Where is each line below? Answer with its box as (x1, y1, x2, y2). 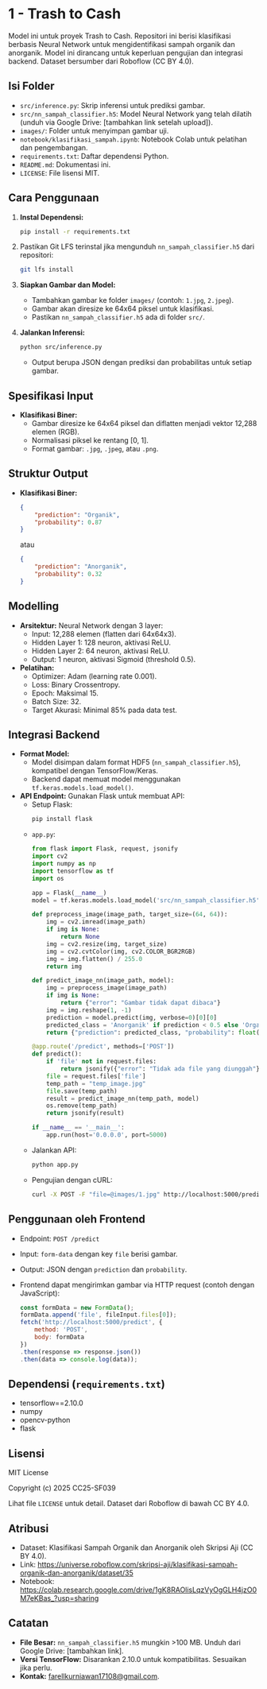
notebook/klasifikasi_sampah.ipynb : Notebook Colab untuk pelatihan (19, 134, 248, 144)
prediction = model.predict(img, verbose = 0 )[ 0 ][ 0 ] (46, 1013, 217, 1021)
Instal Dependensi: (19, 212, 84, 222)
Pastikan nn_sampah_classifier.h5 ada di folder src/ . (31, 312, 205, 322)
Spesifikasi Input (8, 389, 94, 402)
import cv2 (31, 852, 68, 861)
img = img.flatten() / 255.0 (46, 955, 143, 963)
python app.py (31, 1160, 79, 1168)
